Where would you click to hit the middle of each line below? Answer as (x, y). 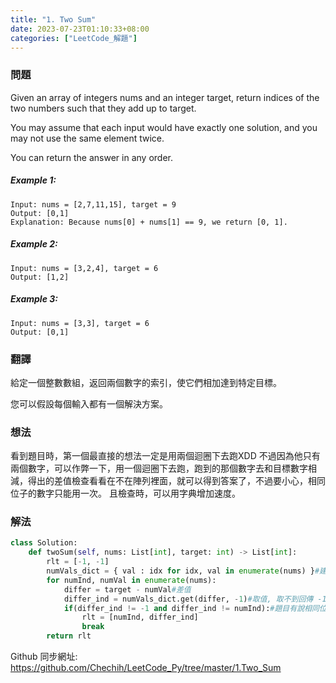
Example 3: (34, 299)
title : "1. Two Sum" (53, 19)
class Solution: (44, 543)
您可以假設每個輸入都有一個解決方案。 (89, 403)
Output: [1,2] (40, 277)
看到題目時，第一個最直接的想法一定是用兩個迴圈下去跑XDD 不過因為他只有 (165, 456)
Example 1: (33, 180)
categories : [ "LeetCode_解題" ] (74, 38)
